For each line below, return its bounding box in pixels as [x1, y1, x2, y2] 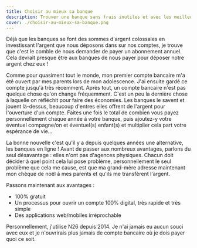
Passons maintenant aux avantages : [6, 182, 95, 189]
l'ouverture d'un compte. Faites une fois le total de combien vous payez [6, 109, 179, 116]
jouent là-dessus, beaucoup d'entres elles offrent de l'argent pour [6, 103, 165, 110]
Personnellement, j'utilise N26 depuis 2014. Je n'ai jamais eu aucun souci [6, 223, 184, 230]
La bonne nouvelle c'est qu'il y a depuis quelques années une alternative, [6, 139, 184, 147]
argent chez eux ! [6, 60, 49, 67]
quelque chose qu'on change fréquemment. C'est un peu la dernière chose [6, 90, 188, 97]
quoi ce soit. [6, 236, 36, 243]
